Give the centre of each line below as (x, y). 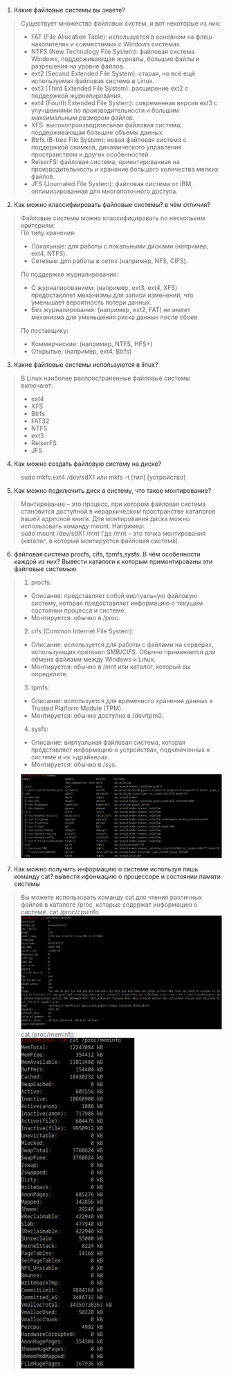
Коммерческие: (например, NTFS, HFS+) (92, 344)
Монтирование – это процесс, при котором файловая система (113, 504)
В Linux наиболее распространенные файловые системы (105, 378)
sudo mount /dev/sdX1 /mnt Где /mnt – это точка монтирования (113, 533)
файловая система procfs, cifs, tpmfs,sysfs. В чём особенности (107, 554)
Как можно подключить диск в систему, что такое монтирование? (112, 490)
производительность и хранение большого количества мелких (125, 169)
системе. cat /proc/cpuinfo (59, 912)
